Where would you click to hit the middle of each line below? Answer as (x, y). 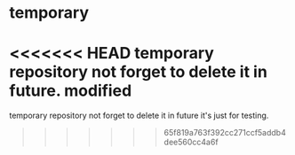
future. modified (71, 91)
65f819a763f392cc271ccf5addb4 (225, 133)
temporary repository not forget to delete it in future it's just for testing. (139, 116)
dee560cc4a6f (191, 142)
